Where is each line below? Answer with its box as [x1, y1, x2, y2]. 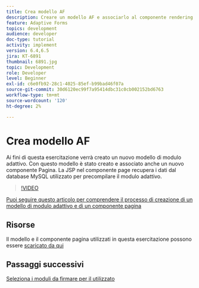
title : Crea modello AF [6, 8, 66, 15]
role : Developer [6, 70, 46, 76]
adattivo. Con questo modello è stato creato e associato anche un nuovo [6, 160, 184, 167]
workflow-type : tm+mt [6, 92, 60, 98]
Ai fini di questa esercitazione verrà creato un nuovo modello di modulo [6, 154, 182, 161]
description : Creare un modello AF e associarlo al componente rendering [6, 14, 194, 20]
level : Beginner [6, 75, 46, 81]
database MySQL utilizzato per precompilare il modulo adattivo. [6, 173, 162, 180]
